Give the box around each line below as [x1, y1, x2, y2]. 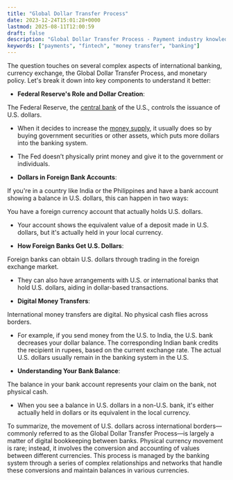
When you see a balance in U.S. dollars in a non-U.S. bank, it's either [17, 401, 214, 409]
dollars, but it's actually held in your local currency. [17, 229, 163, 236]
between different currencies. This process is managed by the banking [7, 452, 209, 459]
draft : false [7, 29, 45, 37]
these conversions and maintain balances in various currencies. [7, 466, 189, 474]
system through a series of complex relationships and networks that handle [7, 459, 223, 467]
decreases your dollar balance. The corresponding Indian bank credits [17, 338, 218, 347]
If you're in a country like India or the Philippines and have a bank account [7, 187, 218, 195]
